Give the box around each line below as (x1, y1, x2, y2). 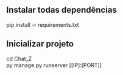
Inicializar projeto (6, 39, 74, 49)
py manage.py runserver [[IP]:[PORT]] (6, 61, 102, 69)
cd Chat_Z (6, 55, 32, 62)
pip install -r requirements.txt (6, 21, 79, 28)
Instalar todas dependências (6, 5, 118, 15)
